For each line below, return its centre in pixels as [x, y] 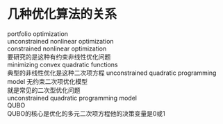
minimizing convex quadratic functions [63, 64]
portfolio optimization [38, 34]
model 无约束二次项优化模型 [48, 81]
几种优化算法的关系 [62, 14]
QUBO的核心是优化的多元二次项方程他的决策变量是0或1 [86, 113]
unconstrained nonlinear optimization [60, 41]
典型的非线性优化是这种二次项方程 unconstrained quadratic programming [112, 73]
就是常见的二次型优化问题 [44, 90]
